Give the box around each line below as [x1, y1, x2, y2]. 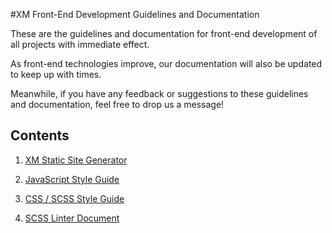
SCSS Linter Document [24, 212, 120, 224]
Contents [10, 127, 70, 144]
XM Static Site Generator [24, 154, 128, 166]
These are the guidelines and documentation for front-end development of [10, 28, 318, 39]
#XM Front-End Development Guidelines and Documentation [10, 9, 260, 20]
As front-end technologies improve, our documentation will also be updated [10, 58, 323, 69]
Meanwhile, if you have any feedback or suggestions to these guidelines [10, 88, 309, 99]
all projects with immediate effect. [10, 39, 150, 50]
